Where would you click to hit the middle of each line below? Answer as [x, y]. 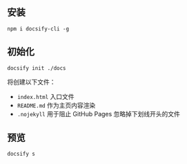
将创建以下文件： [31, 82]
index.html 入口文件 [46, 96]
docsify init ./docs [37, 68]
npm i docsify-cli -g [38, 29]
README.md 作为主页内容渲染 [56, 105]
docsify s [21, 154]
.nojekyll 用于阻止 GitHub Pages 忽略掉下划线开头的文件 [99, 113]
